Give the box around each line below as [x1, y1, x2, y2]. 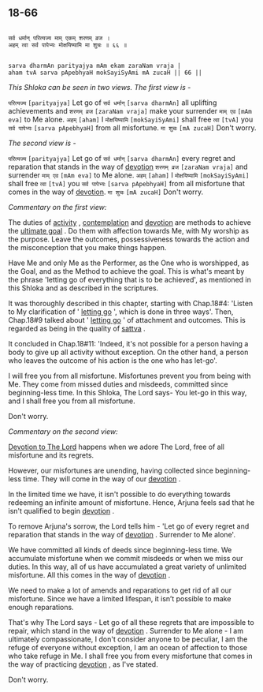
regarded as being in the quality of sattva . [8, 324, 146, 333]
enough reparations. [8, 602, 74, 612]
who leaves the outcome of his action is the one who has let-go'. [8, 355, 218, 365]
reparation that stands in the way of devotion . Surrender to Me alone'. [8, 529, 236, 539]
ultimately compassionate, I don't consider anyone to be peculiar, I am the [8, 634, 248, 644]
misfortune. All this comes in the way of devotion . [8, 570, 171, 579]
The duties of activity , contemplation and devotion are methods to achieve [8, 217, 252, 227]
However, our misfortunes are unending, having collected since [8, 466, 214, 475]
